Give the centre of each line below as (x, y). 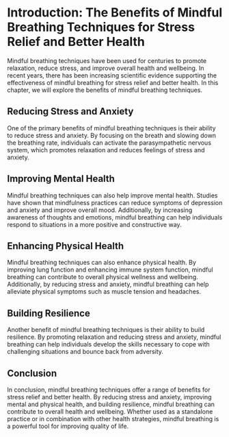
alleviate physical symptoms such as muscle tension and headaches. (104, 292)
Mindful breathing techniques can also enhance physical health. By (102, 263)
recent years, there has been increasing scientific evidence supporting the (112, 75)
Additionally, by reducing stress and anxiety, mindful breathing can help (108, 284)
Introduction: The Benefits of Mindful (115, 13)
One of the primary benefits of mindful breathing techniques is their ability (112, 128)
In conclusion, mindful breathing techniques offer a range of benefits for (109, 390)
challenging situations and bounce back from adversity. (85, 352)
